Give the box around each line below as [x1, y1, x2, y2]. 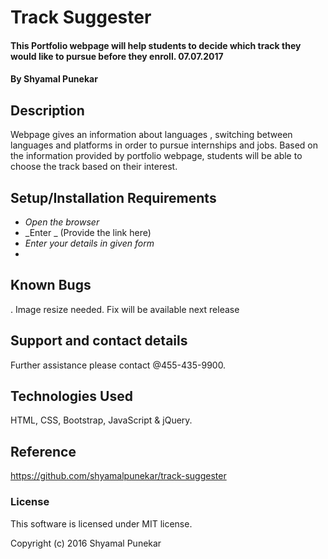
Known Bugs [10, 277, 92, 294]
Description [10, 102, 85, 119]
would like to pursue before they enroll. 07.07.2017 [10, 50, 224, 62]
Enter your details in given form [24, 237, 155, 249]
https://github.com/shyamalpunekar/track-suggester [10, 470, 227, 482]
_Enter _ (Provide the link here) [24, 227, 152, 238]
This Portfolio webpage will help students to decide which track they [10, 39, 302, 51]
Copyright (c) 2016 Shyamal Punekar [10, 537, 162, 549]
